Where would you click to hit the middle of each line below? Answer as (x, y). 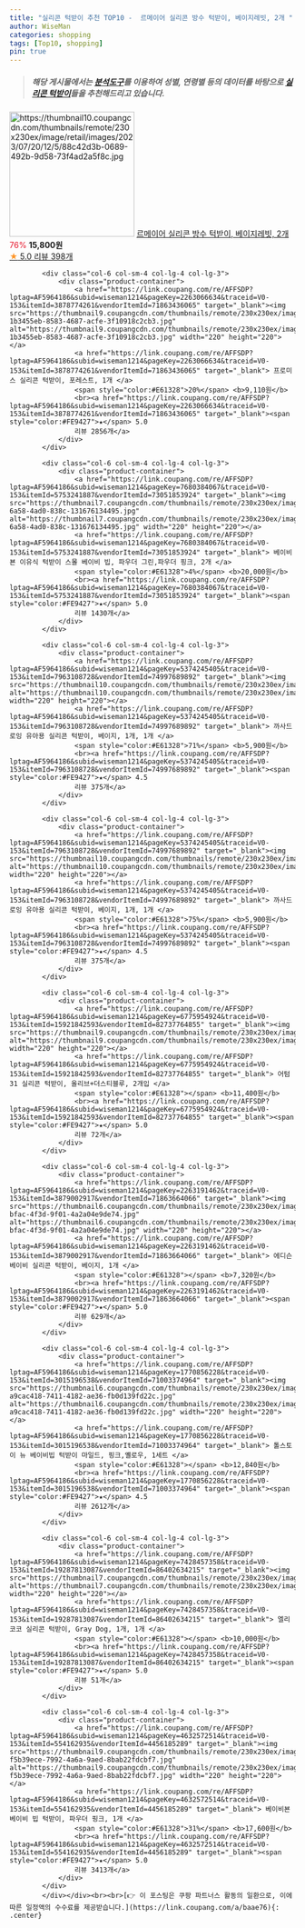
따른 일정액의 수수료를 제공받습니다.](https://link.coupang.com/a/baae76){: (144, 1908)
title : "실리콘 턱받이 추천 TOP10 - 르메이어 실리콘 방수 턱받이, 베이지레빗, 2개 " (151, 18)
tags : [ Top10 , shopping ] (56, 43)
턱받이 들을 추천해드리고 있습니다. (107, 93)
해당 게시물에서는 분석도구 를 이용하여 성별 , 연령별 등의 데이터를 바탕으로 (157, 82)
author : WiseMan (40, 26)
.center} (26, 1916)
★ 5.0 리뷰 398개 (41, 256)
